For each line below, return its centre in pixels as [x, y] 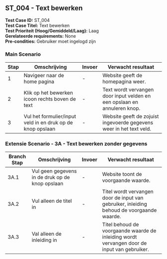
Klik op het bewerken [48, 93]
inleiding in [44, 240]
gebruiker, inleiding [125, 204]
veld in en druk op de [48, 123]
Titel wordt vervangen [128, 192]
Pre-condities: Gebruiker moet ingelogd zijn [50, 41]
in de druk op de [51, 177]
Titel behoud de [121, 225]
